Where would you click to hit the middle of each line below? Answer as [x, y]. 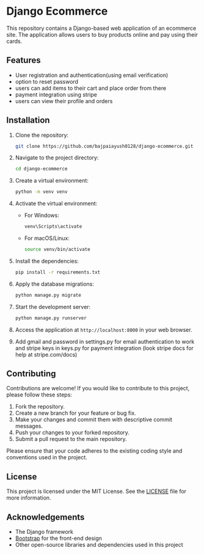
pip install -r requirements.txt [58, 272]
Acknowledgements [46, 517]
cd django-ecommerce [41, 169]
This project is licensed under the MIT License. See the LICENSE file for [97, 491]
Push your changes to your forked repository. [72, 432]
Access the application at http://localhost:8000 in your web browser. [104, 330]
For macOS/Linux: [47, 238]
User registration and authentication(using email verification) [92, 75]
